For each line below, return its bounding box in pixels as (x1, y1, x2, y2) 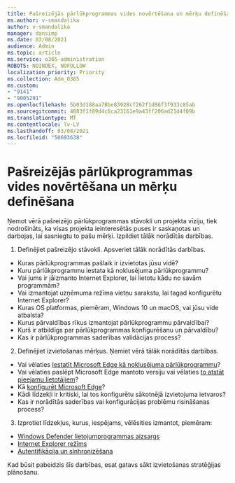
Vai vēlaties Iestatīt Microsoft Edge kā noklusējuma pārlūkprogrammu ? (17, 360, 221, 369)
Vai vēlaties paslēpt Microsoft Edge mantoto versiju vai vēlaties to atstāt (17, 368, 225, 377)
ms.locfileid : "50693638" (7, 134, 83, 141)
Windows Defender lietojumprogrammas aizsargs (17, 432, 160, 441)
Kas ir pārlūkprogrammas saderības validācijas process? (17, 333, 181, 342)
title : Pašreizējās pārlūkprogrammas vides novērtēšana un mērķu (7, 10, 201, 17)
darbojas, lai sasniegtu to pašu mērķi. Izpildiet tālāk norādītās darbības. (7, 232, 213, 240)
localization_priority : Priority (7, 69, 105, 76)
